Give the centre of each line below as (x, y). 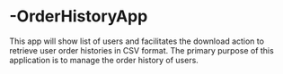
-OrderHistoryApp (79, 16)
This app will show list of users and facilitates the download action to (137, 41)
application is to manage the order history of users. (104, 60)
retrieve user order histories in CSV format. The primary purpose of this (141, 50)
